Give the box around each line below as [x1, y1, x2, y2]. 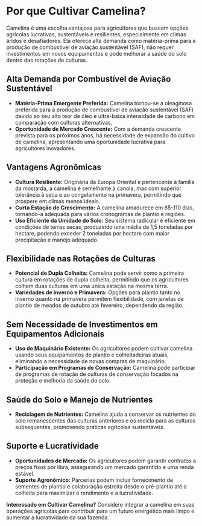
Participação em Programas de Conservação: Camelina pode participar [14, 364, 196, 372]
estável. [14, 470, 35, 477]
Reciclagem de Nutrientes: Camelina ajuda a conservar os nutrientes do [14, 410, 196, 418]
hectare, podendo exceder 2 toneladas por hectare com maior [14, 229, 170, 237]
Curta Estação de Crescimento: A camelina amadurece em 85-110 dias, [14, 204, 195, 211]
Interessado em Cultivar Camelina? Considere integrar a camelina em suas [6, 501, 195, 508]
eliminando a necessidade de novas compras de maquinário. [14, 358, 166, 365]
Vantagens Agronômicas [6, 162, 101, 173]
